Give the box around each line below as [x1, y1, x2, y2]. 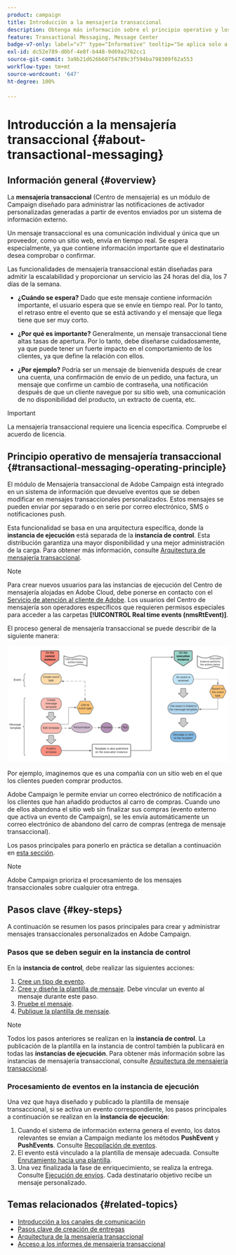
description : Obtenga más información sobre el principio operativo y [7, 26, 218, 33]
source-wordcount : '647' [7, 70, 80, 77]
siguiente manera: [7, 632, 60, 640]
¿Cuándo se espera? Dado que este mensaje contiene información [17, 294, 212, 302]
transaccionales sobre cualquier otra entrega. [7, 883, 139, 892]
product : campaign [7, 11, 61, 18]
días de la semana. [7, 280, 62, 288]
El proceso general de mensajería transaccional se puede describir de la [7, 624, 216, 632]
